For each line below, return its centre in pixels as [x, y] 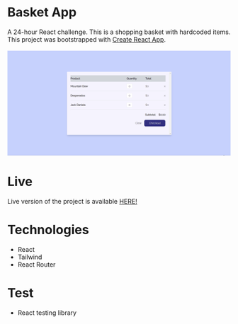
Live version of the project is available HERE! [72, 202]
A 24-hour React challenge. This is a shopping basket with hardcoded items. [119, 32]
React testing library [47, 313]
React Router [36, 265]
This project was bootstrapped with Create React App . [87, 39]
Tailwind [30, 257]
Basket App [42, 12]
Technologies [49, 230]
